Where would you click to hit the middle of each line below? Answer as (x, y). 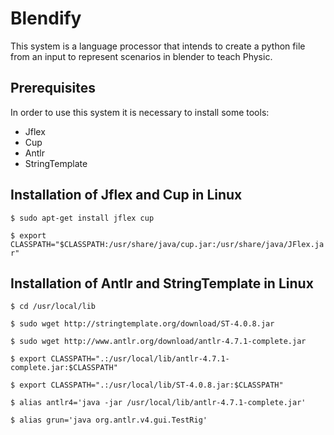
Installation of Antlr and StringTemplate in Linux (162, 283)
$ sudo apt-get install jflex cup (82, 218)
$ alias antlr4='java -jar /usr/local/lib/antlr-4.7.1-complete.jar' (158, 403)
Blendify (46, 18)
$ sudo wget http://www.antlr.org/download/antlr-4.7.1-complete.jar (158, 342)
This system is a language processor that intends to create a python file (158, 46)
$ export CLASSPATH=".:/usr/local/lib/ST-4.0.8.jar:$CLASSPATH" (147, 385)
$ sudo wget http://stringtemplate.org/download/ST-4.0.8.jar (142, 324)
